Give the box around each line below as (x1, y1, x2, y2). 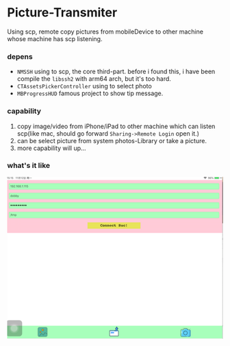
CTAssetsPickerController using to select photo (16, 82, 152, 90)
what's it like (7, 161, 51, 171)
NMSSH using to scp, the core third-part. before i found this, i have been (16, 67, 216, 76)
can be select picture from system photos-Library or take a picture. (16, 136, 207, 145)
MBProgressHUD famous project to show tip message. (16, 89, 164, 97)
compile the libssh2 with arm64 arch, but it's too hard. (16, 75, 171, 83)
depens (7, 51, 33, 61)
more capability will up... (16, 144, 87, 152)
